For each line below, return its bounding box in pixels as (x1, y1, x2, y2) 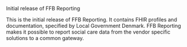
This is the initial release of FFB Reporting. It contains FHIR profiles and (6, 16, 177, 23)
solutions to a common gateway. (6, 35, 84, 41)
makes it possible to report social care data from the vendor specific (6, 28, 171, 35)
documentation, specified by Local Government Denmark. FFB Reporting (6, 23, 181, 29)
